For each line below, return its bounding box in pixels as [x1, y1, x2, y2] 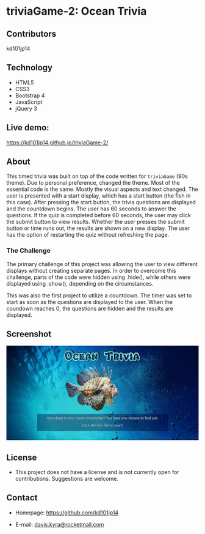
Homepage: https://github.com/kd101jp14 [15, 509, 119, 516]
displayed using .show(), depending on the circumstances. [6, 280, 154, 287]
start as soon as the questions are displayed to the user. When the [6, 298, 173, 305]
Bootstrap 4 [15, 92, 45, 99]
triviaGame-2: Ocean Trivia [6, 4, 147, 18]
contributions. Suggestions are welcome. [15, 475, 119, 483]
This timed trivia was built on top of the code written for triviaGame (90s [6, 172, 188, 180]
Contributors [6, 29, 57, 39]
